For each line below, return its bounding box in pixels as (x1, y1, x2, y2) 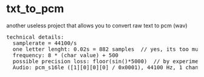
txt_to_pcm (6, 2, 64, 16)
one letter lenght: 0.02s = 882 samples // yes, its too (12, 45, 189, 53)
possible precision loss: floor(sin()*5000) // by (12, 58, 170, 65)
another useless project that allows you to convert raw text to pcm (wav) (6, 22, 188, 29)
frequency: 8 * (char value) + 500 (12, 52, 119, 59)
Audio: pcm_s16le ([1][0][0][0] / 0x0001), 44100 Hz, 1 (12, 64, 183, 71)
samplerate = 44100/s (12, 39, 77, 47)
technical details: (6, 33, 64, 41)
